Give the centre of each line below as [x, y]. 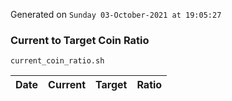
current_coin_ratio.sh [57, 61]
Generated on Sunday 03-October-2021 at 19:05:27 [116, 14]
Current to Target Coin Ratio [80, 40]
